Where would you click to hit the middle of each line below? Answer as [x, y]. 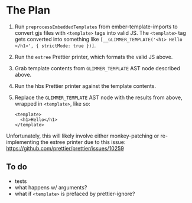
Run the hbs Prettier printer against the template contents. [85, 86]
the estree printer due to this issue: [83, 142]
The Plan [28, 10]
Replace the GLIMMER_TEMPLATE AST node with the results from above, [99, 97]
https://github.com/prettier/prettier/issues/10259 [65, 148]
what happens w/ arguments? [51, 187]
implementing [23, 142]
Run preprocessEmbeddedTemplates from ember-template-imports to [96, 27]
